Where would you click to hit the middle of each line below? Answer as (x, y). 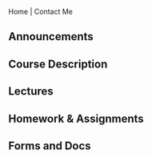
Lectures (31, 91)
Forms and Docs (50, 146)
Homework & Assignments (76, 118)
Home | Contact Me (41, 12)
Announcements (51, 36)
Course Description (58, 64)
